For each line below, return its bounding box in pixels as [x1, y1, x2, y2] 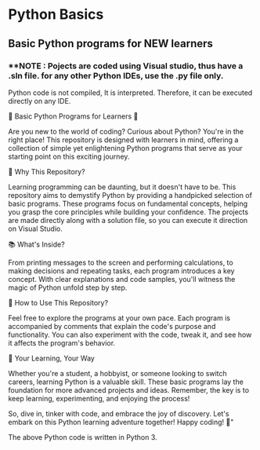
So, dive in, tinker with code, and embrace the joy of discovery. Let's [8, 408, 229, 418]
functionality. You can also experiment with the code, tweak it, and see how [8, 330, 252, 339]
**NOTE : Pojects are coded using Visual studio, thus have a [8, 60, 244, 71]
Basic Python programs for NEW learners [8, 37, 214, 50]
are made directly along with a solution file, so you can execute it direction [8, 215, 248, 225]
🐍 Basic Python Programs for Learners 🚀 [8, 112, 139, 121]
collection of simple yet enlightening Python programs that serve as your [8, 143, 243, 152]
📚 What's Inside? [8, 240, 65, 249]
